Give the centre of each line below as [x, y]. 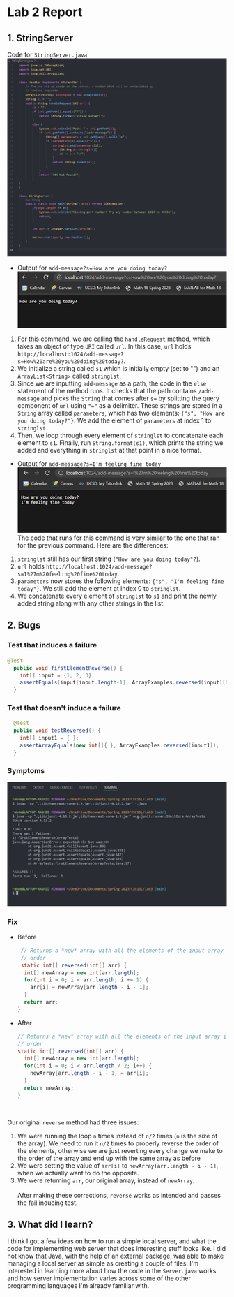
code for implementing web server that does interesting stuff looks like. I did [117, 1249]
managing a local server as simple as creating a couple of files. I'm [103, 1263]
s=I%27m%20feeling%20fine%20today [67, 574]
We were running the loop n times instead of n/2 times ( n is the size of [117, 1136]
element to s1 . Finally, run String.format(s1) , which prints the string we [120, 442]
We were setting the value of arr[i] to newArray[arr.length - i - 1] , [118, 1165]
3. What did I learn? [50, 1225]
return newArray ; [49, 1088]
